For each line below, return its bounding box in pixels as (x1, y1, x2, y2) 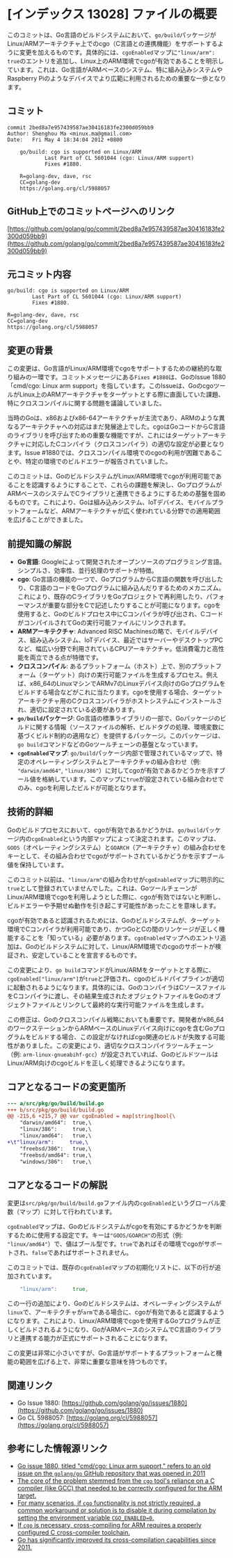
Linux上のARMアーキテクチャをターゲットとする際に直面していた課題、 (19, 390, 225, 399)
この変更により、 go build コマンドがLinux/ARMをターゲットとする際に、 (7, 965, 216, 974)
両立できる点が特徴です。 (29, 653, 103, 661)
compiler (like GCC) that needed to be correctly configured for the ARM (17, 1484, 223, 1492)
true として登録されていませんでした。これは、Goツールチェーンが (7, 884, 198, 892)
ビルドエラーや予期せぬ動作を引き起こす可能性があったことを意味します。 (7, 901, 220, 910)
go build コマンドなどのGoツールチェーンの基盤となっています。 (17, 740, 202, 748)
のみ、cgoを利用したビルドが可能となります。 (17, 784, 150, 792)
